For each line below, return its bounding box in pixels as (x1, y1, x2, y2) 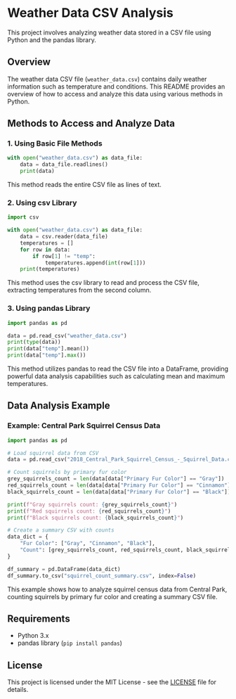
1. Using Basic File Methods (7, 139, 103, 148)
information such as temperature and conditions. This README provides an (7, 82, 225, 91)
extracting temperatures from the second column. (7, 286, 152, 295)
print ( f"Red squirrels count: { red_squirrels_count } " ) (7, 508, 171, 515)
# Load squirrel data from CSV (7, 449, 99, 456)
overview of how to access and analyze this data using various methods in (7, 89, 223, 98)
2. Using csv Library (7, 198, 77, 207)
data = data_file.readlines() (20, 161, 109, 168)
